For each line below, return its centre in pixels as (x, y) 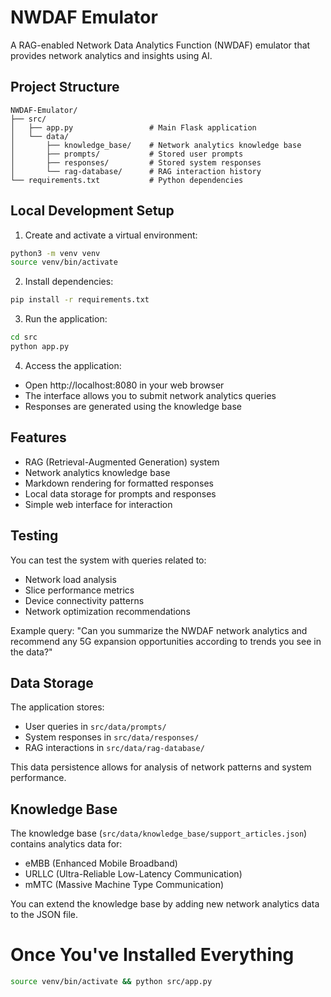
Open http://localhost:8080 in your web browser (124, 385)
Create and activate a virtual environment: (111, 235)
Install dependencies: (69, 282)
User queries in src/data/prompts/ (95, 727)
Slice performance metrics (79, 590)
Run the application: (66, 319)
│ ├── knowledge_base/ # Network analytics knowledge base (156, 145)
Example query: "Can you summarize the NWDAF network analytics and (159, 630)
